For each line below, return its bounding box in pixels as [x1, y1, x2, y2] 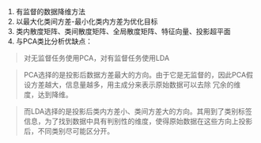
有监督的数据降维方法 [15, 7, 85, 16]
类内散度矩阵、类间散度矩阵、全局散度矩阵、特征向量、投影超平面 [15, 27, 231, 36]
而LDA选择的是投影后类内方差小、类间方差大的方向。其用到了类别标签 [23, 107, 252, 116]
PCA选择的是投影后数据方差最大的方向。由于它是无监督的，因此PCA [23, 70, 247, 79]
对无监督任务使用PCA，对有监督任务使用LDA [23, 54, 170, 62]
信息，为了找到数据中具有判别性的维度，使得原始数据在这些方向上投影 [23, 117, 253, 126]
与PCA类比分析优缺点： [15, 36, 93, 46]
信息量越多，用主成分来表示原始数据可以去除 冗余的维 [65, 80, 241, 89]
